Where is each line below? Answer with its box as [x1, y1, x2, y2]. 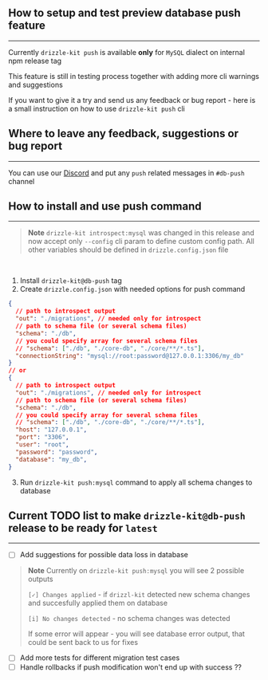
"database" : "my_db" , [15, 455, 88, 463]
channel [8, 176, 35, 186]
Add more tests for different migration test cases [19, 653, 180, 662]
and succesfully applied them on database [27, 598, 168, 608]
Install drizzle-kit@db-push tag [19, 276, 122, 285]
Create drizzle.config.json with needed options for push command [19, 285, 246, 294]
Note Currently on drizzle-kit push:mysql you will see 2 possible [27, 566, 245, 576]
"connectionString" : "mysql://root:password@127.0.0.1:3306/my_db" [15, 352, 245, 360]
